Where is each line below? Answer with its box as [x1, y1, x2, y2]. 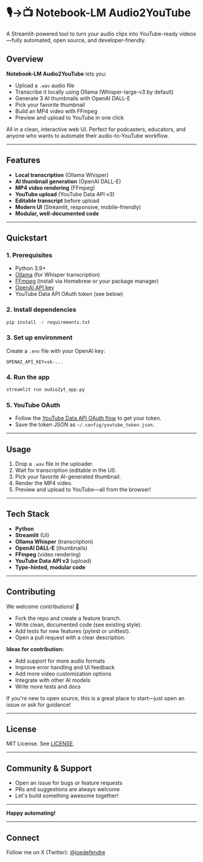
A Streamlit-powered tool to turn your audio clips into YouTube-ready [6, 30, 178, 37]
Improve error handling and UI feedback [14, 663, 115, 671]
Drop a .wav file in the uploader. [14, 460, 94, 467]
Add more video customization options [14, 670, 112, 677]
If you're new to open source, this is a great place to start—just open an [6, 694, 185, 702]
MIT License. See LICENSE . [6, 740, 75, 747]
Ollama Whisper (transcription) [14, 538, 94, 545]
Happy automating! [6, 809, 56, 817]
